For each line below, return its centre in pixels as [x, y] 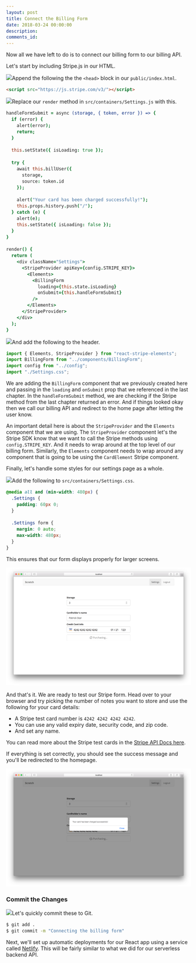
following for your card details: [43, 707]
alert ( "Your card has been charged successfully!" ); [82, 200]
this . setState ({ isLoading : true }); [58, 150]
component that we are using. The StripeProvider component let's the [92, 432]
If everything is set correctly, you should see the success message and [92, 754]
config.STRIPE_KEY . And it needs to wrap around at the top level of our [91, 444]
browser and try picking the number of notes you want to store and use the [97, 701]
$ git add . [21, 925]
